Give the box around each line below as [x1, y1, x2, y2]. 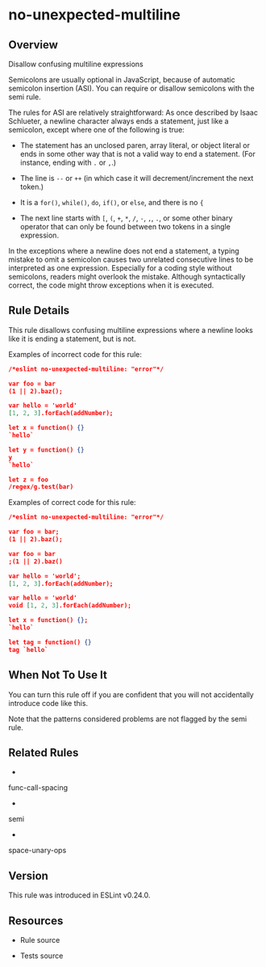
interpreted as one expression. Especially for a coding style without [8, 263, 232, 272]
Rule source [19, 935, 60, 944]
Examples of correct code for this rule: [8, 498, 136, 507]
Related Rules [8, 746, 79, 759]
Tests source [19, 951, 64, 961]
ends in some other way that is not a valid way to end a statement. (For [19, 149, 256, 158]
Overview [8, 38, 59, 52]
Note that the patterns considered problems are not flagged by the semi [8, 713, 247, 724]
